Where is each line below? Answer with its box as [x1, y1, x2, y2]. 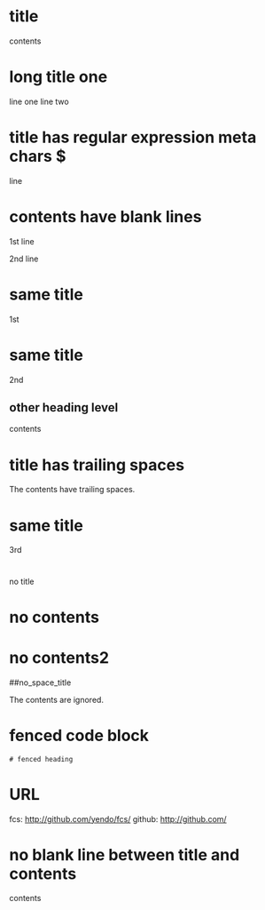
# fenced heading [9, 754, 74, 763]
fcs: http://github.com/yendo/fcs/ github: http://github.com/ [9, 813, 228, 824]
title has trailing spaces [9, 455, 184, 475]
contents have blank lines [9, 207, 202, 227]
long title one [9, 67, 108, 87]
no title [9, 576, 35, 587]
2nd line [9, 253, 39, 264]
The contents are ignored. [9, 694, 105, 705]
